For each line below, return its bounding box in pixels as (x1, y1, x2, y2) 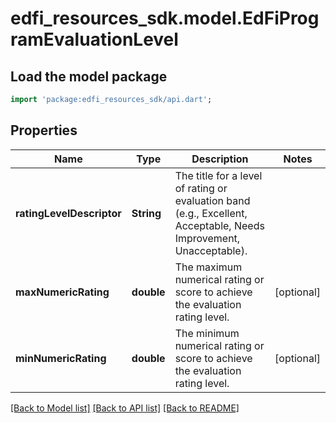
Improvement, (174, 231, 241, 245)
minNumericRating (15, 351, 107, 365)
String (131, 206, 162, 220)
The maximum (174, 260, 243, 274)
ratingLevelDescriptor (15, 206, 122, 220)
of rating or (174, 181, 228, 195)
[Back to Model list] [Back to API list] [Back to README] (10, 402, 240, 414)
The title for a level (174, 168, 263, 182)
